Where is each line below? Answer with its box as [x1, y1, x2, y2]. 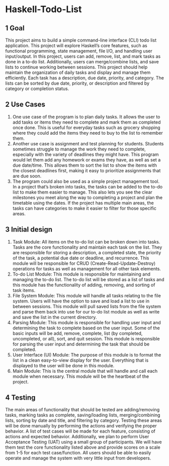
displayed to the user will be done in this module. [12, 362, 115, 368]
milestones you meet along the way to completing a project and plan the [12, 194, 163, 201]
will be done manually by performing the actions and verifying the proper [5, 423, 157, 429]
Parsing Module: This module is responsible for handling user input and [12, 319, 161, 325]
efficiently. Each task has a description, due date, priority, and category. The [5, 75, 164, 81]
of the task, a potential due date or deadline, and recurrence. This [12, 255, 149, 261]
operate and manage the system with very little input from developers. [5, 455, 151, 461]
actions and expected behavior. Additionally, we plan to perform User [5, 434, 149, 440]
